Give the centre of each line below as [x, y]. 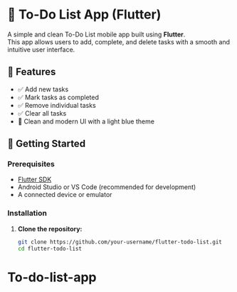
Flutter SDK [35, 180]
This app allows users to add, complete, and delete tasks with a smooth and [118, 41]
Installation [27, 213]
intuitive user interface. [41, 49]
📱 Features [32, 72]
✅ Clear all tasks [42, 113]
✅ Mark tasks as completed [58, 97]
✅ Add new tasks [43, 89]
